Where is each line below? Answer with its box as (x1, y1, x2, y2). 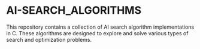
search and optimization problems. (6, 36, 92, 43)
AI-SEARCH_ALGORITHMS (6, 4, 142, 17)
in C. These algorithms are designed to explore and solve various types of (6, 29, 189, 36)
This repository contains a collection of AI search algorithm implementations (6, 23, 195, 30)
